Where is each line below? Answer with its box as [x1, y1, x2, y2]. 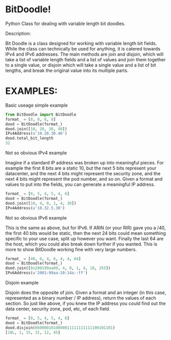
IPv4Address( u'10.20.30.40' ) [5, 131, 67, 136]
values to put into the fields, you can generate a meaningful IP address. [5, 181, 155, 187]
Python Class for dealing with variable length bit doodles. [5, 20, 126, 27]
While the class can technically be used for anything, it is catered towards [5, 45, 161, 52]
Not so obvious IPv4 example [5, 150, 67, 156]
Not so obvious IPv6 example [5, 214, 67, 221]
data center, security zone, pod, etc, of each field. [5, 306, 111, 312]
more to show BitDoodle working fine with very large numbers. [5, 246, 137, 252]
